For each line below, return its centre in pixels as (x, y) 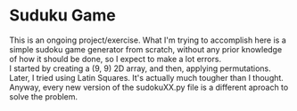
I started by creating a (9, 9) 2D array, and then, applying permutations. (140, 68)
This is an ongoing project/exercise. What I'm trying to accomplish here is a (148, 40)
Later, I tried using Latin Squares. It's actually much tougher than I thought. (146, 77)
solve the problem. (44, 96)
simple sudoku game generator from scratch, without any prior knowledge (146, 49)
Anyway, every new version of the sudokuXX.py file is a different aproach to (149, 87)
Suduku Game (62, 16)
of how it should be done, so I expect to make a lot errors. (115, 59)
